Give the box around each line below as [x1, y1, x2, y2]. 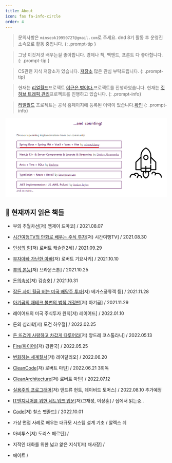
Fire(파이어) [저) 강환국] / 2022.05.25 [12, 343, 88, 349]
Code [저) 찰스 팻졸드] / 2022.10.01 [12, 409, 84, 415]
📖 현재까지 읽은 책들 [5, 208, 65, 217]
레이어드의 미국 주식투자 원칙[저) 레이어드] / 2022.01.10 [12, 310, 124, 316]
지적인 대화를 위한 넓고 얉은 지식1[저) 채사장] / [12, 441, 105, 447]
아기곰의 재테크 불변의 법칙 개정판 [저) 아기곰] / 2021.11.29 [12, 299, 129, 305]
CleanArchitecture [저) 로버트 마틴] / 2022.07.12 [12, 376, 110, 382]
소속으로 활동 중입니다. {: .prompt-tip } [17, 41, 97, 47]
